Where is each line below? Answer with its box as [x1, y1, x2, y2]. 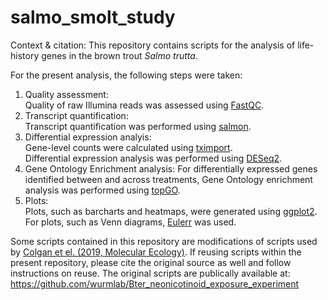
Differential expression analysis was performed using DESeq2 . [24, 152, 283, 164]
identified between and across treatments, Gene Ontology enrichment [24, 173, 313, 185]
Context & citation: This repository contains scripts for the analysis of [10, 39, 296, 51]
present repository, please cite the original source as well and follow [10, 256, 292, 268]
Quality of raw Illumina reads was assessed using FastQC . [24, 99, 265, 111]
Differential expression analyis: [24, 131, 152, 143]
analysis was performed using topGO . [24, 184, 181, 196]
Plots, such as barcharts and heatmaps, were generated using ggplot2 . [24, 205, 318, 217]
